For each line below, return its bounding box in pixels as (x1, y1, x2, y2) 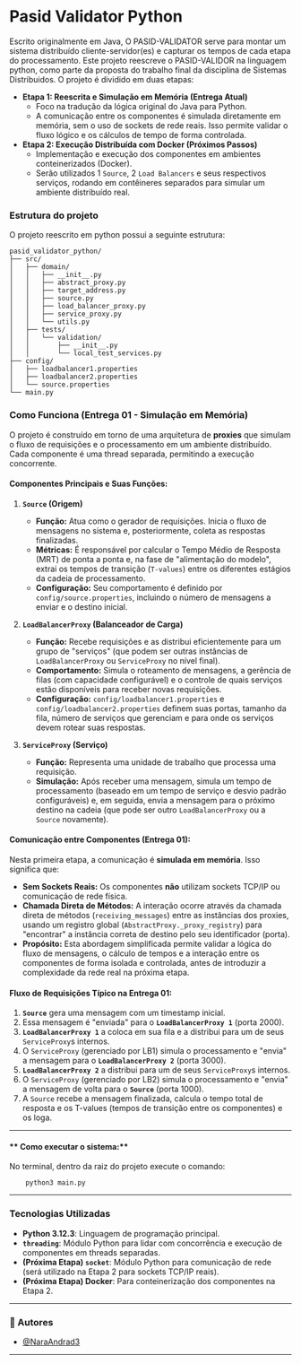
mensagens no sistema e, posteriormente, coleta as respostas (35, 525, 266, 535)
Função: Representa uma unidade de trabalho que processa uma (35, 756, 276, 768)
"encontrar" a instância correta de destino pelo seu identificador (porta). (21, 928, 290, 939)
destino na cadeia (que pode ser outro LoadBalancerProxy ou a (35, 804, 266, 815)
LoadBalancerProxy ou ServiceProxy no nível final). (35, 655, 221, 665)
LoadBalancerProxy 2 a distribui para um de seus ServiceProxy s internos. (21, 1064, 291, 1075)
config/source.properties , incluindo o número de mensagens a (35, 592, 271, 603)
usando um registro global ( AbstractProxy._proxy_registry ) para (21, 919, 262, 930)
